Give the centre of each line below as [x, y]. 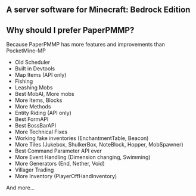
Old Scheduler [32, 63]
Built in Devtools [35, 69]
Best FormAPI [32, 119]
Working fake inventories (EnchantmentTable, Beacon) [82, 138]
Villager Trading [34, 170]
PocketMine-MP [26, 51]
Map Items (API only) [41, 75]
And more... [21, 188]
